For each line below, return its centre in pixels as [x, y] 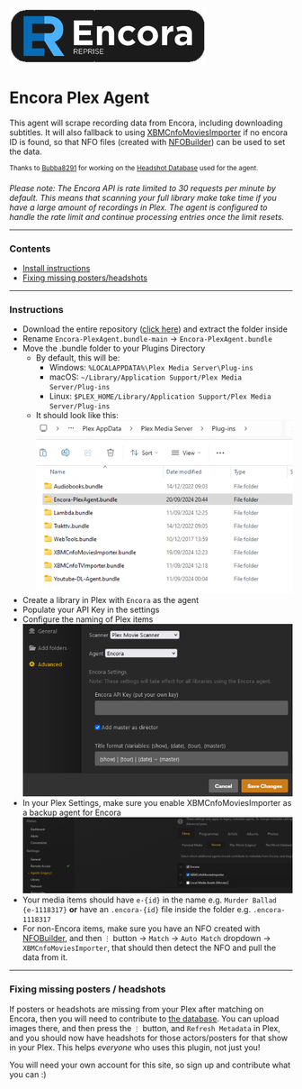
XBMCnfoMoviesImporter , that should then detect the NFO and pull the [149, 948]
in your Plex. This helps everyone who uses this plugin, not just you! [135, 1047]
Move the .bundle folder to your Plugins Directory [114, 348]
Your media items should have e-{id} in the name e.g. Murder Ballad [149, 900]
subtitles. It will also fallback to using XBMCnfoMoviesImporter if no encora [149, 132]
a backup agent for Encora [71, 813]
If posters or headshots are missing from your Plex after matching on [137, 1009]
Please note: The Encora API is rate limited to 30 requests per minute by [143, 188]
